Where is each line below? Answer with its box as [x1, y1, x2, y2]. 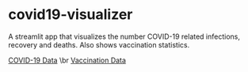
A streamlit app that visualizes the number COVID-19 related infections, [8, 32, 240, 41]
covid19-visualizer [8, 6, 133, 24]
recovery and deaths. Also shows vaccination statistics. [8, 40, 190, 49]
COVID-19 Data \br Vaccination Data [8, 55, 127, 65]
